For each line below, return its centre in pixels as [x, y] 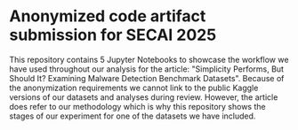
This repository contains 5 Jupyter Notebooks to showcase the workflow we [149, 59]
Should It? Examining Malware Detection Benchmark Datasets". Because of [147, 78]
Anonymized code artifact [108, 16]
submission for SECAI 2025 [113, 35]
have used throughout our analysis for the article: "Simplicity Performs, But [147, 69]
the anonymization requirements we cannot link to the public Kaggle [134, 88]
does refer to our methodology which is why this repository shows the [137, 106]
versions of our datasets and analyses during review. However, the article [144, 97]
